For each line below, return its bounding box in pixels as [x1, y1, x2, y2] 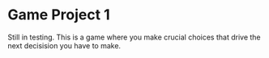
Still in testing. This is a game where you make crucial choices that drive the [7, 32, 261, 42]
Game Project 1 [7, 6, 110, 24]
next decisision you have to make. [7, 40, 122, 50]
